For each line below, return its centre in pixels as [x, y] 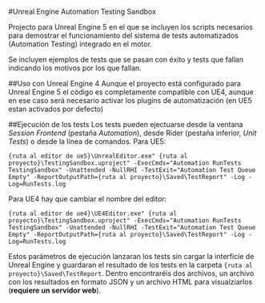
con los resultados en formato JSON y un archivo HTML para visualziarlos [130, 282]
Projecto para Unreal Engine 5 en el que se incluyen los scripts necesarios [131, 27]
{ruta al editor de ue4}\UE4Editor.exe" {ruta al [93, 213]
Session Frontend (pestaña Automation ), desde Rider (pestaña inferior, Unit [132, 133]
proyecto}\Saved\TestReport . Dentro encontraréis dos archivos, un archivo [131, 273]
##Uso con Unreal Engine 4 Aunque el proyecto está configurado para [125, 84]
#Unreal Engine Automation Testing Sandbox [82, 12]
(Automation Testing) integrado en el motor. [80, 44]
